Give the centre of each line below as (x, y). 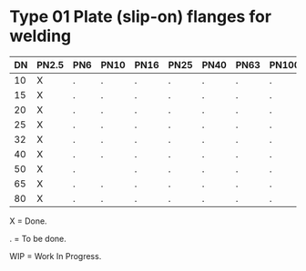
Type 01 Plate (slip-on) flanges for (140, 17)
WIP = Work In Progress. (56, 256)
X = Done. (28, 221)
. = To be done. (38, 238)
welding (41, 36)
